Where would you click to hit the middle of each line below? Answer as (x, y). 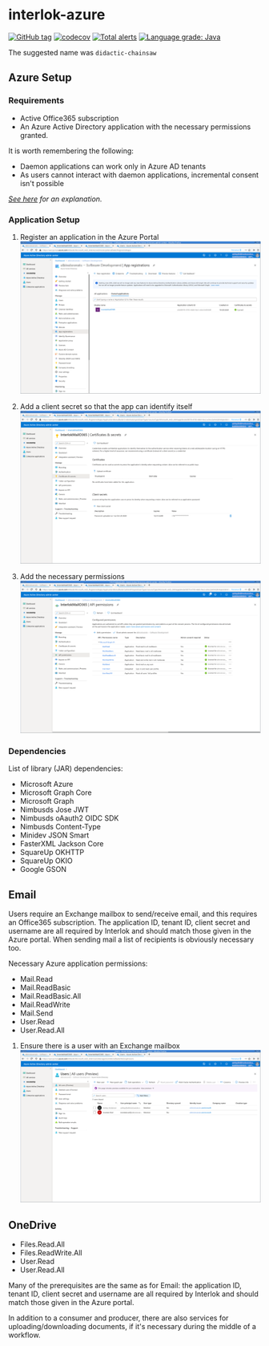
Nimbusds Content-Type (60, 827)
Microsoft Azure (46, 784)
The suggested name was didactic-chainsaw (82, 52)
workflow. (24, 1335)
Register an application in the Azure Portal (89, 237)
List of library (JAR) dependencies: (66, 768)
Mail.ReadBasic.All (50, 996)
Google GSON (43, 870)
